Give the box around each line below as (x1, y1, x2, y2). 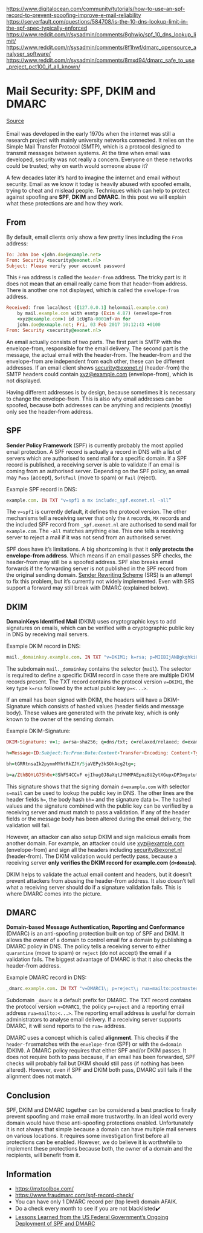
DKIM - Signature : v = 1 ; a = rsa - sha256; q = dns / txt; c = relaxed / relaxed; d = (6, 739, 188, 745)
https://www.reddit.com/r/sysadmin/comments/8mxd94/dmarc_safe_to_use (6, 57, 195, 64)
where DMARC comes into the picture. (6, 890, 102, 897)
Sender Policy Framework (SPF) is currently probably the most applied (6, 442, 184, 449)
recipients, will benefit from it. (6, 1151, 80, 1159)
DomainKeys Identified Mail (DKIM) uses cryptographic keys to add (6, 618, 176, 625)
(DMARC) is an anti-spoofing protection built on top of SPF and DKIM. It (6, 930, 185, 937)
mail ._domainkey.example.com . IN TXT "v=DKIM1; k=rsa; (6, 654, 147, 660)
